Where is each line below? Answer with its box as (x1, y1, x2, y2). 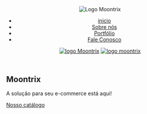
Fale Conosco (87, 36, 122, 43)
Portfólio (94, 30, 115, 37)
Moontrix (6, 74, 41, 84)
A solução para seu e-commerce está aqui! (6, 90, 112, 97)
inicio (98, 17, 111, 24)
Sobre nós (92, 24, 117, 30)
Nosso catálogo (6, 102, 45, 109)
